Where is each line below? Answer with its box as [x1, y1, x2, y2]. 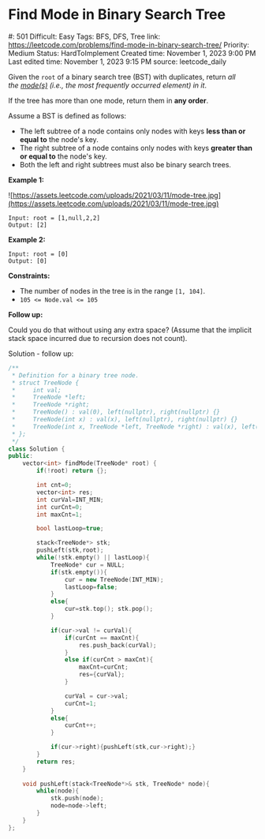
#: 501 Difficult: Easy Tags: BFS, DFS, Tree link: [8, 32, 161, 41]
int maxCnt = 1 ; [36, 511, 83, 519]
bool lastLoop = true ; [36, 525, 104, 533]
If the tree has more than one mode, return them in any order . [8, 96, 209, 105]
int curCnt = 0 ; [36, 503, 83, 511]
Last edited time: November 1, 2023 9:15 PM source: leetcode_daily [8, 57, 227, 66]
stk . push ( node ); [50, 795, 104, 803]
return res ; [36, 758, 77, 766]
